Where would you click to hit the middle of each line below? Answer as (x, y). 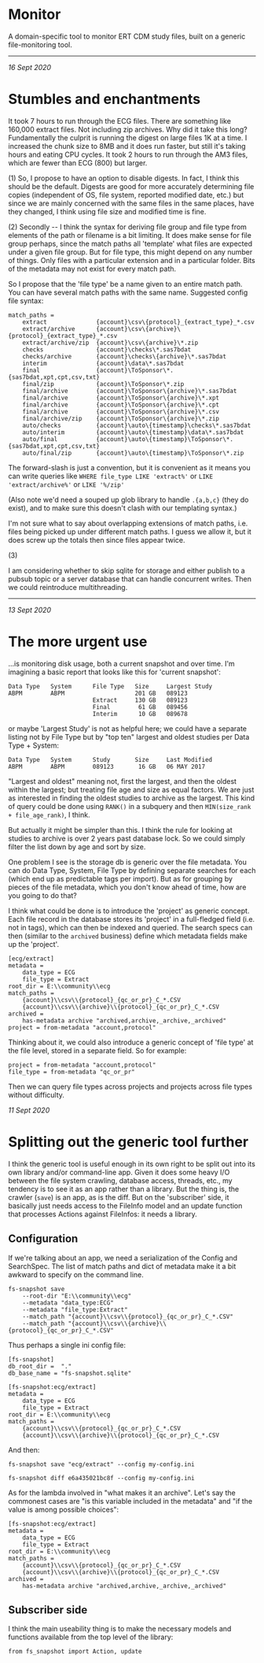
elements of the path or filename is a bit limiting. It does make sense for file (130, 235)
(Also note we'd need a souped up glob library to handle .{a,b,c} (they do (128, 499)
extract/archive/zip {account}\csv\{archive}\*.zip (110, 343)
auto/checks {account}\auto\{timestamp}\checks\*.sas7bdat (137, 425)
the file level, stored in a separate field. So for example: (97, 1050)
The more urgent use (78, 642)
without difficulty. (37, 1095)
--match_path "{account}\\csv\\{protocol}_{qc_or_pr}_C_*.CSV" (128, 1316)
